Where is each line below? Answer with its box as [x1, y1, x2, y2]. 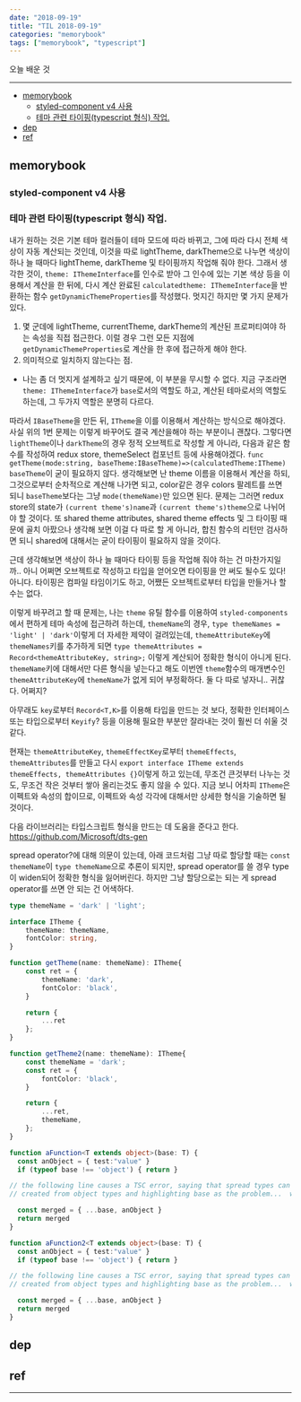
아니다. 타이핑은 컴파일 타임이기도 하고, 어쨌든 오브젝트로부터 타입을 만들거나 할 [9, 576, 287, 588]
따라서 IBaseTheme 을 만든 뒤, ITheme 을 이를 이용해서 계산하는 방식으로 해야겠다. [9, 414, 286, 426]
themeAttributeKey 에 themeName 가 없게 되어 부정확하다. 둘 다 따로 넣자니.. [9, 674, 269, 684]
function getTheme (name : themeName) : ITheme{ [9, 959, 182, 968]
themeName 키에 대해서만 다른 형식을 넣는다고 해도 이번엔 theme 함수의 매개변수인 [9, 663, 286, 674]
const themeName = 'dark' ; [25, 1058, 126, 1067]
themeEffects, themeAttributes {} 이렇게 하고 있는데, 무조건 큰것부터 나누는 [9, 768, 281, 779]
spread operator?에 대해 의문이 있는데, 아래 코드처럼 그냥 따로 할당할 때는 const [9, 849, 291, 860]
